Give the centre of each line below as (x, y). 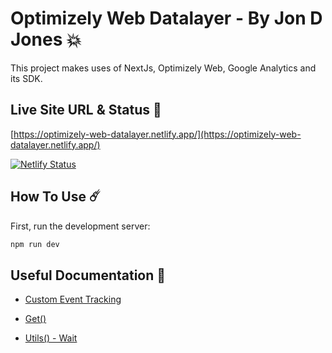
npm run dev (35, 244)
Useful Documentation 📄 (88, 275)
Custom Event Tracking (73, 299)
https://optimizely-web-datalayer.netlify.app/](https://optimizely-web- (157, 134)
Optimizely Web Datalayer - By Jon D (166, 18)
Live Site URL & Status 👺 (86, 110)
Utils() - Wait (51, 338)
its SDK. (26, 78)
